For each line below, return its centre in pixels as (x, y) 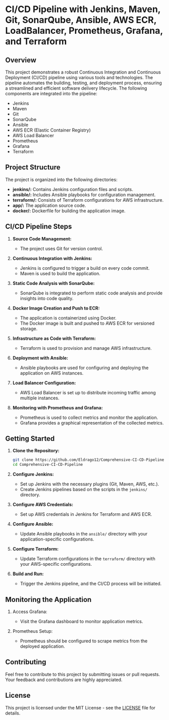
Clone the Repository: (36, 451)
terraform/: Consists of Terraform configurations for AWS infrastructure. (88, 200)
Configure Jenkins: (33, 474)
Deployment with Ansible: (40, 358)
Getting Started (30, 439)
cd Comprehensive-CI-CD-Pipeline (48, 465)
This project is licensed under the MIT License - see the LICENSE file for (80, 707)
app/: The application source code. (49, 205)
